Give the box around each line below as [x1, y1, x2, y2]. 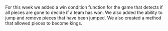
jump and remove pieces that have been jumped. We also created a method [5, 15, 161, 20]
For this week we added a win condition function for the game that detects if [5, 4, 163, 10]
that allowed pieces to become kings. [5, 20, 83, 26]
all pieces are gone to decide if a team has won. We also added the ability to [5, 9, 163, 15]
